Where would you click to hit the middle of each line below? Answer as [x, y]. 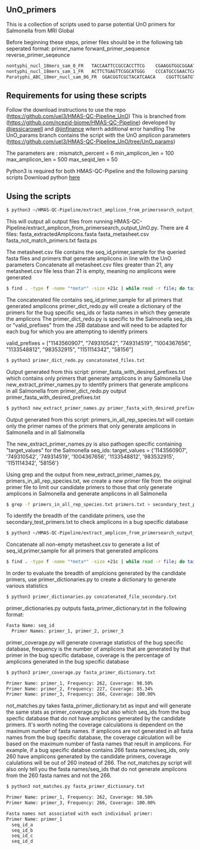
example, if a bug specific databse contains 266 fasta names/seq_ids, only [98, 750]
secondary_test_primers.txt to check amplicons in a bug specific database [97, 522]
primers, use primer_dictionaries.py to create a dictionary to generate [91, 579]
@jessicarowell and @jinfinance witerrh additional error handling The [91, 129]
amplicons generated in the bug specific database [68, 661]
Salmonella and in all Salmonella [46, 432]
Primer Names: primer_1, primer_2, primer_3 [68, 631]
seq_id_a [22, 825]
